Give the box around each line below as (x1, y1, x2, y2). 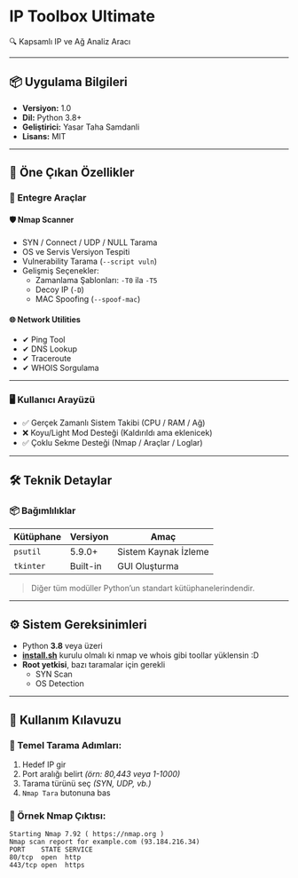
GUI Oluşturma (117, 560, 179, 573)
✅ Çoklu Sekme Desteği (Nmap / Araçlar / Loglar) (21, 437, 203, 447)
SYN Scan (35, 668, 73, 680)
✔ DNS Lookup (21, 344, 78, 354)
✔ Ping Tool (21, 335, 66, 345)
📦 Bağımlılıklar (9, 504, 76, 517)
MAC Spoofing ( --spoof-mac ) (35, 294, 141, 305)
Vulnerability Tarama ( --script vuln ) (21, 256, 158, 267)
